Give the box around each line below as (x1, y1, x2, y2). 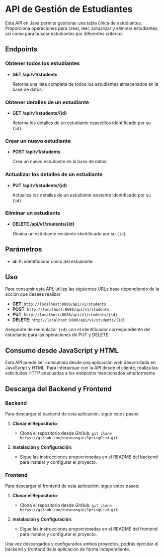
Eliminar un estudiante (5, 209, 61, 216)
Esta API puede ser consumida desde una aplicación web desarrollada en (5, 360, 156, 366)
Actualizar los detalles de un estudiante (5, 171, 103, 178)
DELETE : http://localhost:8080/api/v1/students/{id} (12, 317, 125, 323)
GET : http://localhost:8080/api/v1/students (12, 301, 107, 307)
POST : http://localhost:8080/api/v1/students (12, 306, 109, 312)
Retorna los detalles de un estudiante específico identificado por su (12, 120, 151, 126)
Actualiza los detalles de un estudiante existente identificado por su (12, 192, 151, 198)
